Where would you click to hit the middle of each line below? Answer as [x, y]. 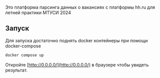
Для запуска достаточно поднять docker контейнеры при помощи [76, 40]
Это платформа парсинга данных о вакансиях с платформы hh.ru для [80, 7]
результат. [16, 70]
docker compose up [24, 55]
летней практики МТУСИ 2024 [38, 13]
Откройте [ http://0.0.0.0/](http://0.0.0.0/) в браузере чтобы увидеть [77, 64]
